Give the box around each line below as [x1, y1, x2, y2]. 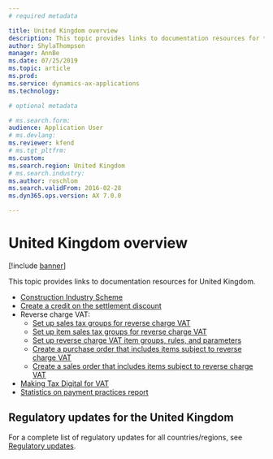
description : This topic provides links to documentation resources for [8, 34, 260, 42]
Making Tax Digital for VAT [19, 379, 110, 388]
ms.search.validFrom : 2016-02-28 [8, 184, 122, 193]
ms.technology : [8, 87, 60, 95]
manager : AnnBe [8, 50, 60, 58]
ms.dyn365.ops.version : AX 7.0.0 [8, 192, 122, 200]
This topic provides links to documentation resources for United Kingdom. [8, 276, 256, 286]
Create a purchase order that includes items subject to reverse [32, 344, 242, 353]
